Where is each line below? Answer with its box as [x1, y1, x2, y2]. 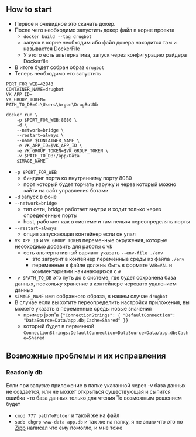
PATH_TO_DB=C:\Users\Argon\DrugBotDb [6, 102, 98, 108]
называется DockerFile [23, 45, 80, 52]
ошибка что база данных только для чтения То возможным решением [6, 394, 183, 401]
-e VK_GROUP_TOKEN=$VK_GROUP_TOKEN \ [16, 147, 109, 154]
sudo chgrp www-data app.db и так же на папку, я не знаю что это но [14, 418, 183, 425]
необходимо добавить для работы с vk [14, 243, 113, 250]
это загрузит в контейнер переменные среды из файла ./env [32, 255, 185, 262]
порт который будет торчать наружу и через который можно [23, 181, 177, 188]
